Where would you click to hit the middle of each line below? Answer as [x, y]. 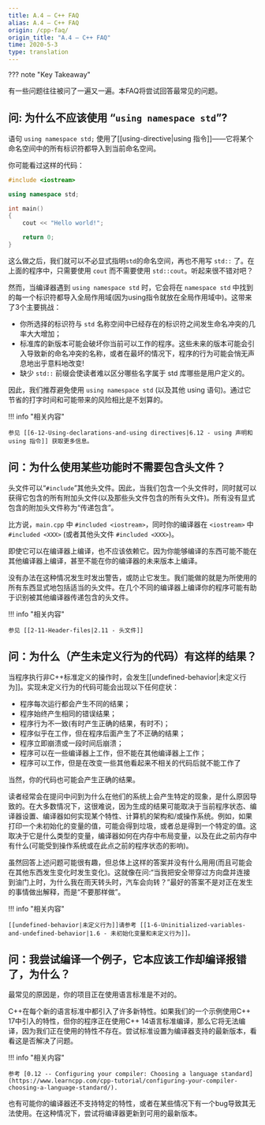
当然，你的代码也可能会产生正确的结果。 [74, 779]
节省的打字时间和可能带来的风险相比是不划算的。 [88, 400]
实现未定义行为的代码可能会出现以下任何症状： [103, 687]
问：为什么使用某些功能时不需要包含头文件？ [117, 467]
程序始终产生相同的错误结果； [68, 713]
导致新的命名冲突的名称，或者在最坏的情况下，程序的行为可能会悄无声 [140, 353]
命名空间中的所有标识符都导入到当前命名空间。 [84, 148]
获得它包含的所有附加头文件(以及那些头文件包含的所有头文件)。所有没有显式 [132, 497]
